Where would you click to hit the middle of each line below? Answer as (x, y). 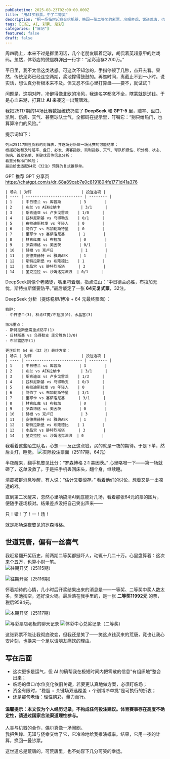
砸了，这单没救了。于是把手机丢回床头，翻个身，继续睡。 (65, 469)
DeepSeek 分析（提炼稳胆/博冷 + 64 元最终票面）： (58, 299)
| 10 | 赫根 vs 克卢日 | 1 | (57, 250)
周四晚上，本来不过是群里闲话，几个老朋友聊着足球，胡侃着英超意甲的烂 (80, 53)
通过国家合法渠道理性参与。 (52, 715)
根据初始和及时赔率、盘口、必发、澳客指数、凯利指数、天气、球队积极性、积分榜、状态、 (84, 150)
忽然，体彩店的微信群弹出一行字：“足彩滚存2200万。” (69, 59)
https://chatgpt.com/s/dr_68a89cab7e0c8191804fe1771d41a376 (72, 182)
